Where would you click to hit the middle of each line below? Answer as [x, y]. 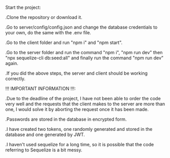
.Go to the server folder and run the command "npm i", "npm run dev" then [84, 52]
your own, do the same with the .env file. [48, 32]
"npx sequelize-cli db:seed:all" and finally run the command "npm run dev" [84, 58]
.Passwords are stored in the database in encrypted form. [66, 119]
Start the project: [23, 7]
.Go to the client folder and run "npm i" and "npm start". [64, 42]
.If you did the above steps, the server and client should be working [76, 73]
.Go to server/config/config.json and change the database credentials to [81, 27]
